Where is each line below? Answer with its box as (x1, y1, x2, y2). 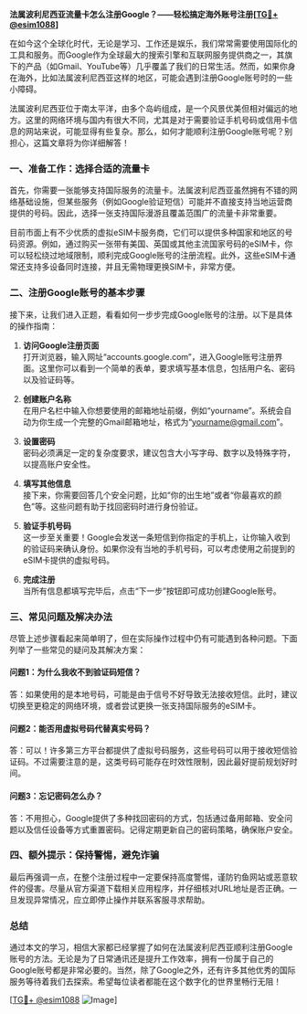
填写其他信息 (22, 478, 71, 489)
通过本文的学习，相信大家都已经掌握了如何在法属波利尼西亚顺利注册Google (9, 942, 293, 953)
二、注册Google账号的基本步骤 (9, 287, 145, 300)
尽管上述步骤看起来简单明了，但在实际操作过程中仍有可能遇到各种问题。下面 (9, 632, 298, 643)
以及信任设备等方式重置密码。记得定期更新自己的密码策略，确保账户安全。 (16, 824, 298, 835)
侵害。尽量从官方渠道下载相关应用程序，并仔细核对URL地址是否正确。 (25, 882, 290, 893)
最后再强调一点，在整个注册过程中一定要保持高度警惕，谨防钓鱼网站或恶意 (9, 871, 290, 882)
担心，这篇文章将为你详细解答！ (9, 137, 130, 148)
